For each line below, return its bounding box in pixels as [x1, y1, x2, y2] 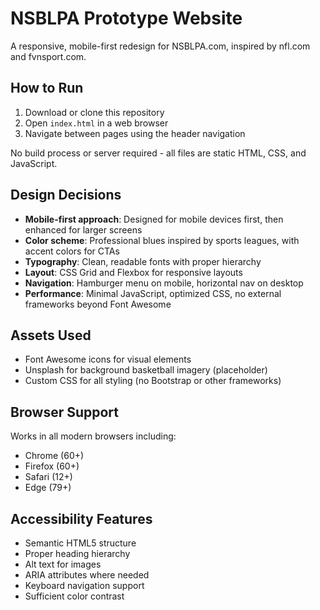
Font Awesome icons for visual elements [24, 353, 192, 366]
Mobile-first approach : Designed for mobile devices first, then [24, 213, 284, 225]
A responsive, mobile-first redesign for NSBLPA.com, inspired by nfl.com [10, 40, 311, 52]
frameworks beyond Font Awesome [24, 298, 172, 310]
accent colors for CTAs [24, 245, 120, 257]
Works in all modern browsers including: [10, 430, 177, 442]
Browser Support [10, 403, 120, 421]
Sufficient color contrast [24, 590, 125, 602]
